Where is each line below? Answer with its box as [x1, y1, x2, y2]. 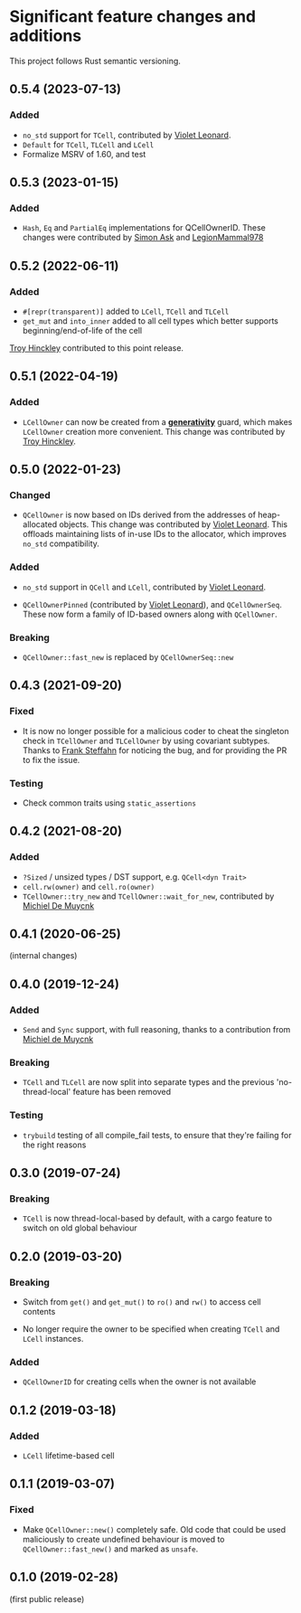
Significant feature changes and [9, 6, 256, 27]
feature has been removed [72, 1087, 172, 1098]
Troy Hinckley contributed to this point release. [9, 343, 183, 354]
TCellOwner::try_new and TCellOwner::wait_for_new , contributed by [22, 891, 275, 901]
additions [9, 25, 82, 46]
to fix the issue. [22, 754, 80, 765]
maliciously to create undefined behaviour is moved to [22, 1533, 225, 1544]
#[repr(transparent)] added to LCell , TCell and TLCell [22, 306, 230, 316]
